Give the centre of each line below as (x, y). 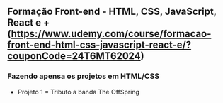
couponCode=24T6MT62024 (74, 56)
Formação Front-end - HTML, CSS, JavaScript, (112, 12)
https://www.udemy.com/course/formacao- (111, 34)
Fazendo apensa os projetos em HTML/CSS (84, 76)
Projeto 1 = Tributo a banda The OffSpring (79, 92)
